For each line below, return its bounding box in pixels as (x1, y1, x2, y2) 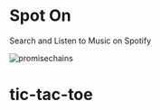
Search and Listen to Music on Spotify (9, 35, 152, 46)
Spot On (9, 5, 72, 26)
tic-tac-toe (9, 85, 93, 105)
